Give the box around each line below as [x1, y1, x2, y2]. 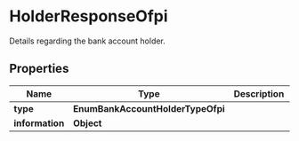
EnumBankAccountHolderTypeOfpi [72, 102, 225, 114]
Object [72, 117, 102, 129]
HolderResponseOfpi [9, 6, 168, 27]
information [13, 117, 65, 129]
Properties [9, 61, 69, 76]
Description [233, 87, 285, 99]
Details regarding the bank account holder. [9, 35, 166, 46]
